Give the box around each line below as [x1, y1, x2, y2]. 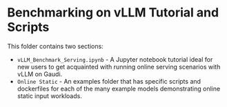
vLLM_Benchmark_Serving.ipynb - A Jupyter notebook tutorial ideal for [17, 55, 213, 63]
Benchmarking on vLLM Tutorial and [7, 5, 219, 21]
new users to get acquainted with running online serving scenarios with [17, 62, 221, 71]
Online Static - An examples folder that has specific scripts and [17, 77, 201, 85]
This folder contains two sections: [7, 42, 103, 50]
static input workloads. [17, 91, 83, 100]
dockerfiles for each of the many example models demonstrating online [17, 84, 221, 93]
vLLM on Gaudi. [17, 70, 63, 78]
